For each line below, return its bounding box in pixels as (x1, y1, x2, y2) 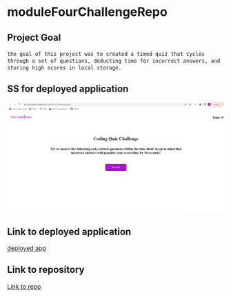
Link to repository (7, 264, 85, 276)
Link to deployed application (7, 225, 132, 238)
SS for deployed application (7, 83, 129, 95)
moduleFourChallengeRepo (7, 4, 168, 20)
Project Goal (7, 32, 61, 43)
